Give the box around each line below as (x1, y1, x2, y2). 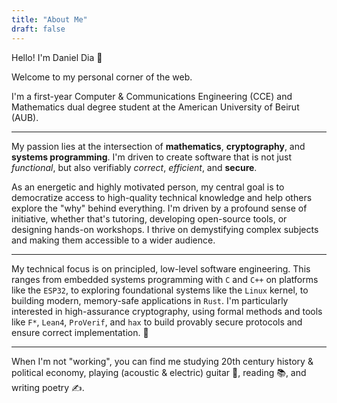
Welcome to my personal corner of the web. (11, 71, 193, 83)
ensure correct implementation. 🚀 (11, 326, 149, 338)
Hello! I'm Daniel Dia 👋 (11, 51, 103, 63)
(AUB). (11, 111, 39, 123)
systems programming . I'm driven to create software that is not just (11, 151, 293, 163)
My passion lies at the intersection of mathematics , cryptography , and (11, 140, 306, 152)
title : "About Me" (11, 14, 88, 25)
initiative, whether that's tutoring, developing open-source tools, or (11, 212, 288, 225)
